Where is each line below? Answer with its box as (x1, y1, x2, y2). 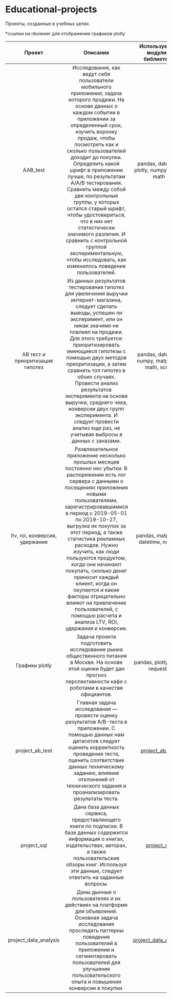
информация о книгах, (68, 835, 124, 842)
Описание (83, 49, 110, 56)
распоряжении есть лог (66, 471, 126, 478)
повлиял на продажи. (70, 328, 123, 335)
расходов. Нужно (74, 541, 119, 548)
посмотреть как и (74, 141, 119, 148)
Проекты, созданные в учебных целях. (5, 20, 91, 27)
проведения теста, (73, 750, 120, 757)
